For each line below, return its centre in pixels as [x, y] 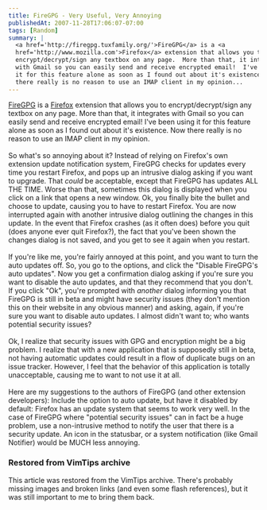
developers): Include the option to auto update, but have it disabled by [123, 400]
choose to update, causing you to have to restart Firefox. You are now [122, 206]
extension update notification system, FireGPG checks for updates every [127, 164]
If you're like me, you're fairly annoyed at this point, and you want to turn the [133, 257]
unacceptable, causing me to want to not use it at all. [95, 375]
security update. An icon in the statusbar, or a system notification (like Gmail [133, 434]
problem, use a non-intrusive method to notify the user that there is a [121, 425]
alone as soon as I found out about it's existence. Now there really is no [125, 130]
